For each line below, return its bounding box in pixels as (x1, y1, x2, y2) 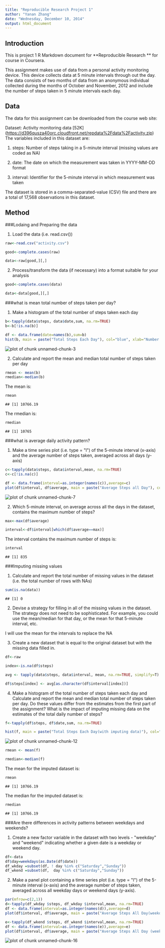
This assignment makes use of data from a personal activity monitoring (5, 67, 149, 73)
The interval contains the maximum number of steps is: (5, 536, 117, 542)
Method (5, 209, 30, 217)
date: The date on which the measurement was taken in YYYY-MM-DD (12, 159, 156, 165)
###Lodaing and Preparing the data (5, 221, 78, 227)
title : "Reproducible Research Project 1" (5, 7, 93, 12)
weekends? (5, 825, 28, 831)
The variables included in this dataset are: (5, 135, 90, 141)
